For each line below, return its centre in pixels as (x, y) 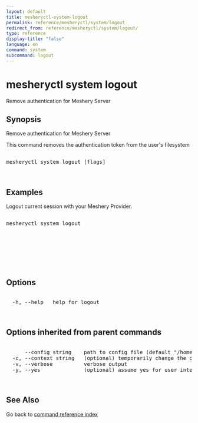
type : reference (26, 34)
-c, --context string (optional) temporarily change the (99, 358)
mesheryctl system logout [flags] (56, 162)
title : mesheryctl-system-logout (47, 17)
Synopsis (24, 119)
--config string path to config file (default (98, 352)
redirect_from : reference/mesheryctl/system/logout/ (72, 28)
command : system (26, 50)
